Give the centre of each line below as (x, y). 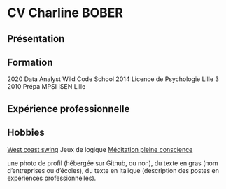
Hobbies (26, 133)
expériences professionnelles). (52, 178)
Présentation (36, 39)
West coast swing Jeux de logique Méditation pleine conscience (100, 149)
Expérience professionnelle (69, 109)
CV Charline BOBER (65, 13)
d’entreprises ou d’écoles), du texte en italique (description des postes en (113, 170)
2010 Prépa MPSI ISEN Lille (47, 87)
